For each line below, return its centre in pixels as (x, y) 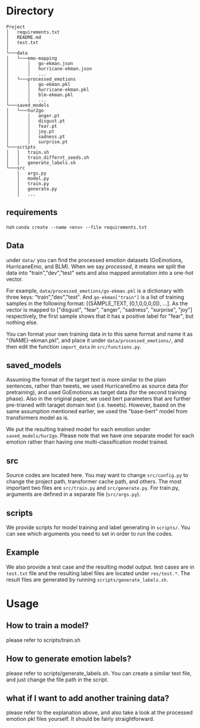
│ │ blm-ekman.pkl (40, 95)
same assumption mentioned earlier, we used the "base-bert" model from (97, 411)
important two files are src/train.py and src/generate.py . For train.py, (93, 488)
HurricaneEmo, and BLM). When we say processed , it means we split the (96, 266)
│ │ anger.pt (33, 116)
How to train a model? (47, 626)
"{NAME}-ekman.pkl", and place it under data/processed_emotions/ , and (95, 340)
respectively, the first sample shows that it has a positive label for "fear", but (100, 316)
